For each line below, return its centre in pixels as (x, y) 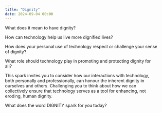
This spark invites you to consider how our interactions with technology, (77, 75)
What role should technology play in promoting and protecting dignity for (78, 61)
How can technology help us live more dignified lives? (59, 37)
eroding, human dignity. (29, 96)
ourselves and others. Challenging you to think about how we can (71, 85)
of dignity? (16, 52)
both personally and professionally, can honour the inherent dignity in (75, 81)
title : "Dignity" (23, 9)
